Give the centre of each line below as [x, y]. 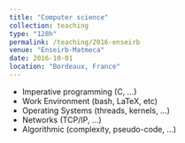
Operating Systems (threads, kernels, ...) [96, 110]
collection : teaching [49, 26]
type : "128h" [33, 34]
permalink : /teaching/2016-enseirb [75, 42]
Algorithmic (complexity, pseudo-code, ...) [99, 129]
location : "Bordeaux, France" [65, 67]
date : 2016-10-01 [41, 58]
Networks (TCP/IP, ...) [62, 119]
